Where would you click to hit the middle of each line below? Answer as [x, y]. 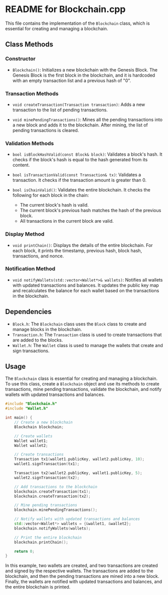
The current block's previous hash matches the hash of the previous [91, 211]
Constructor [21, 59]
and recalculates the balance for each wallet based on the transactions [86, 290]
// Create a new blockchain [43, 422]
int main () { [19, 418]
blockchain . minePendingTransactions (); [56, 510]
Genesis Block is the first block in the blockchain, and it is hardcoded [84, 75]
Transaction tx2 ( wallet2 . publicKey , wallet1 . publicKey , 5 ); [78, 473]
